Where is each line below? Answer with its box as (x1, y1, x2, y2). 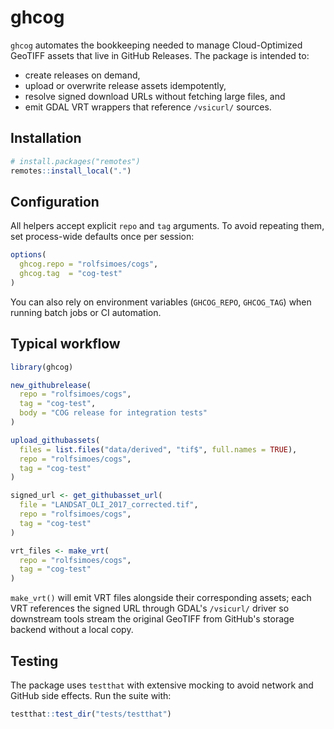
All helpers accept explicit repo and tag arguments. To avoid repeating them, (10, 220, 325, 232)
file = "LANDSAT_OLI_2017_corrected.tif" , (19, 500, 199, 510)
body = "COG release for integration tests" (19, 408, 208, 418)
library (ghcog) (10, 362, 74, 372)
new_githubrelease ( (10, 380, 92, 390)
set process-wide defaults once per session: (10, 231, 195, 243)
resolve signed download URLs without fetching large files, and (24, 90, 286, 102)
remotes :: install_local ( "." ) (10, 166, 132, 176)
